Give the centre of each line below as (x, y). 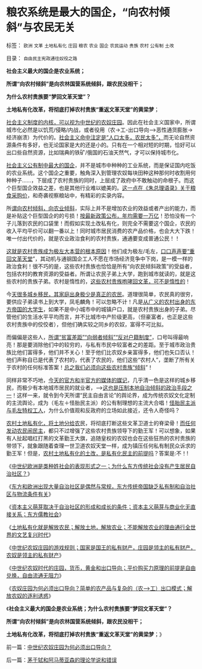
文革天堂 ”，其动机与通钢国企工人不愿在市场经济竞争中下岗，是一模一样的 (102, 258)
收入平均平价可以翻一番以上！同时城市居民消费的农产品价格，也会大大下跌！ (101, 230)
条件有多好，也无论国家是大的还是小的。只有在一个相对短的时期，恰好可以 (103, 145)
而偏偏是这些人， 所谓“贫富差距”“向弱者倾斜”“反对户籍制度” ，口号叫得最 (95, 337)
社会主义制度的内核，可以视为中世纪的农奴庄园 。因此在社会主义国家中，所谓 (101, 122)
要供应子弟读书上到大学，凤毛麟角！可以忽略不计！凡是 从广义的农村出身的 (98, 302)
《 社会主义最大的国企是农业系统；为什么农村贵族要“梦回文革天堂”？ (89, 608)
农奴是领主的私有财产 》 (35, 555)
